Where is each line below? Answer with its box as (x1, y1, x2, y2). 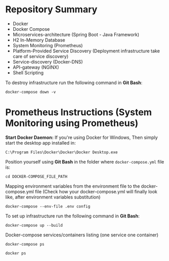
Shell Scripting (12, 69, 44, 75)
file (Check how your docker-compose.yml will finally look (35, 188, 158, 194)
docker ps (5, 250, 27, 256)
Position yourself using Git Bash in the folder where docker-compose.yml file (5, 158, 164, 165)
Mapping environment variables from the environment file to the (5, 183, 140, 189)
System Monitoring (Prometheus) (12, 42, 83, 48)
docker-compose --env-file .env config (5, 204, 91, 209)
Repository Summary (5, 4, 98, 15)
